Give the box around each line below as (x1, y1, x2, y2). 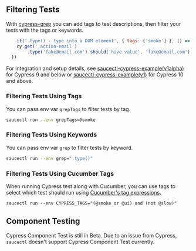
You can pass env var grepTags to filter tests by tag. (6, 105, 131, 112)
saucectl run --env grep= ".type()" (6, 155, 93, 161)
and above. (6, 78, 33, 85)
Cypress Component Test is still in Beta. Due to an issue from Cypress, (6, 232, 177, 239)
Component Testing (6, 216, 80, 226)
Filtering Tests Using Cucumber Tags (6, 169, 114, 178)
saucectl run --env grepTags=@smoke (6, 117, 96, 123)
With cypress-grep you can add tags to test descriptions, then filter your (6, 20, 181, 27)
